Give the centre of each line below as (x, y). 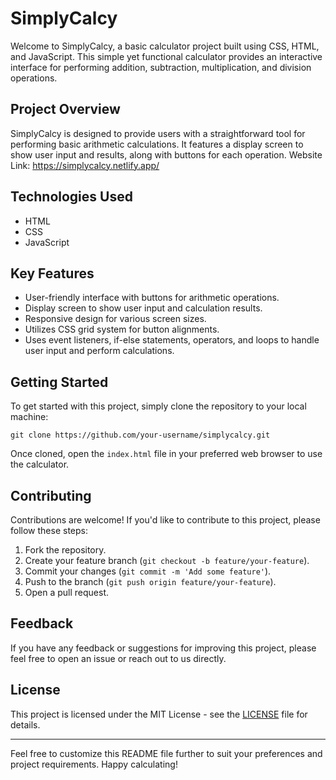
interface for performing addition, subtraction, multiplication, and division (161, 67)
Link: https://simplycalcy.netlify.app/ (85, 165)
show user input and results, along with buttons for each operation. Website (166, 154)
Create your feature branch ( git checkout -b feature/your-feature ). (167, 560)
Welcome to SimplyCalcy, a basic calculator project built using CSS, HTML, (165, 46)
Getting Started (59, 382)
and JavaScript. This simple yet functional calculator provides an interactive (166, 56)
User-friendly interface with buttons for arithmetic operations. (152, 298)
